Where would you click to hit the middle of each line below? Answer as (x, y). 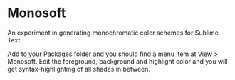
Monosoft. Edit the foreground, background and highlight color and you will (117, 61)
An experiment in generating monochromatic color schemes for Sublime (113, 33)
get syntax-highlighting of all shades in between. (79, 69)
